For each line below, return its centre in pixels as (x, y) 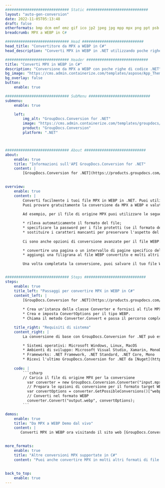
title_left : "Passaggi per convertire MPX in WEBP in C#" (74, 291)
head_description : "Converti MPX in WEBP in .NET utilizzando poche (77, 51)
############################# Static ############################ (77, 10)
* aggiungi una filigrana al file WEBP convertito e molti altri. (92, 255)
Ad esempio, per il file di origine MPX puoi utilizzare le (85, 214)
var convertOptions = (49, 391)
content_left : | (31, 295)
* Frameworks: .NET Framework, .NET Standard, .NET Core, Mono (89, 355)
